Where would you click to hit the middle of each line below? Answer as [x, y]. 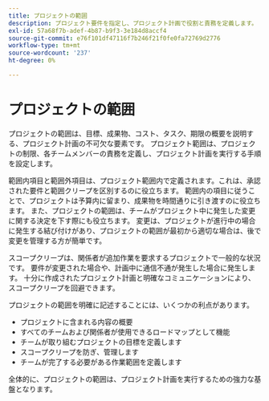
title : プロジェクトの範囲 [48, 16]
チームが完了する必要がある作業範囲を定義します [101, 362]
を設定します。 [33, 163]
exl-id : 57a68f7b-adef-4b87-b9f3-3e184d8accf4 [88, 30]
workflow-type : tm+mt [45, 46]
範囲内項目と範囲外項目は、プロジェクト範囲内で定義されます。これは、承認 [134, 180]
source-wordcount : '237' [50, 53]
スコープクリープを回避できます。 [64, 288]
